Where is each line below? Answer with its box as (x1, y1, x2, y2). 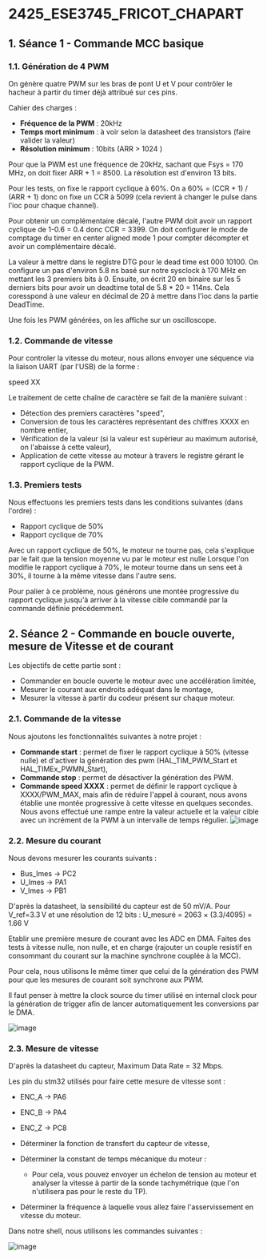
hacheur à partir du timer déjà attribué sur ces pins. (8, 87, 178, 97)
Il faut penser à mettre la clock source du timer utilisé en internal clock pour (8, 990, 257, 1000)
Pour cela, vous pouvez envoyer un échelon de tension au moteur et (31, 1170, 257, 1180)
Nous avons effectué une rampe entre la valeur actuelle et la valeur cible (19, 806, 259, 816)
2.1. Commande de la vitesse (8, 714, 122, 725)
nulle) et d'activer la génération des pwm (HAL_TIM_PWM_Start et (19, 755, 237, 765)
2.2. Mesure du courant (8, 835, 102, 846)
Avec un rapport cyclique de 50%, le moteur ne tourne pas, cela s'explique (8, 545, 255, 555)
